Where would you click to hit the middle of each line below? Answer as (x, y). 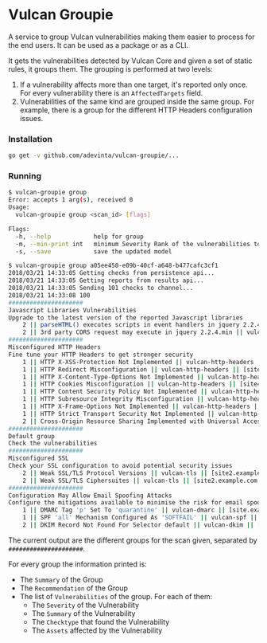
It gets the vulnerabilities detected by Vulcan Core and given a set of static (130, 61)
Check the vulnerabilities (53, 444)
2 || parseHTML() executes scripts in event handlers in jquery (131, 325)
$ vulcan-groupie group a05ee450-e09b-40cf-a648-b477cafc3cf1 (113, 266)
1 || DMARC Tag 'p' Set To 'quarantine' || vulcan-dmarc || (124, 510)
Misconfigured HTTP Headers (55, 347)
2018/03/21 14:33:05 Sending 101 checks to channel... (101, 288)
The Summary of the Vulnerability (83, 613)
